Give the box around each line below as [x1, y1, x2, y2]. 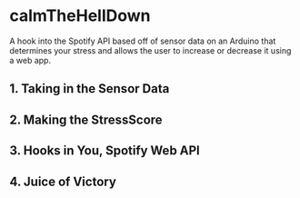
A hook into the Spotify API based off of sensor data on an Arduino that [9, 35, 276, 46]
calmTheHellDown [9, 5, 151, 26]
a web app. [9, 54, 52, 65]
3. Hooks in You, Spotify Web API [9, 143, 200, 159]
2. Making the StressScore [9, 112, 163, 127]
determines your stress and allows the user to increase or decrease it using [9, 45, 292, 55]
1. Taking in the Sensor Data [9, 81, 170, 96]
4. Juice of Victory [9, 173, 116, 189]
